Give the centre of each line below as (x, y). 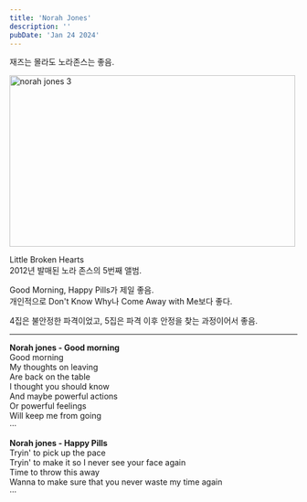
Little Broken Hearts (47, 260)
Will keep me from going (56, 416)
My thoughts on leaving (54, 368)
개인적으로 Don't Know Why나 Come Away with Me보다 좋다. (121, 302)
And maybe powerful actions (64, 396)
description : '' (40, 27)
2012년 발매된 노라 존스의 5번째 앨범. (76, 271)
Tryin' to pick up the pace (58, 453)
